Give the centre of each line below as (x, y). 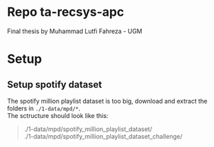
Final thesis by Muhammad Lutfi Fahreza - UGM (75, 31)
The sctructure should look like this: (58, 115)
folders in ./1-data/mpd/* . (44, 108)
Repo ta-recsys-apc (66, 12)
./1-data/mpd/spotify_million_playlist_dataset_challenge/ (103, 136)
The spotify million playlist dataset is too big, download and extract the (107, 101)
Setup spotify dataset (54, 85)
